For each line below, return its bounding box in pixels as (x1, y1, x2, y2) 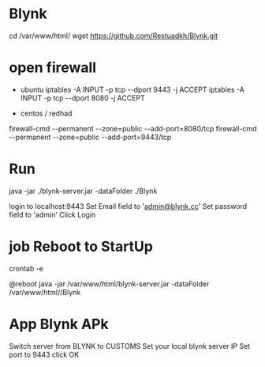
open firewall (9, 59, 97, 77)
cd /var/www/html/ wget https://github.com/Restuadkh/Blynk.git (9, 31, 218, 40)
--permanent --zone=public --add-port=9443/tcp (9, 132, 172, 142)
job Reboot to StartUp (9, 238, 153, 255)
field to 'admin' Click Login (9, 210, 96, 219)
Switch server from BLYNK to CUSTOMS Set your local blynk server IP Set (9, 341, 251, 350)
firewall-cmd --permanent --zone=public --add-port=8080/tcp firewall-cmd (9, 123, 257, 133)
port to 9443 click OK (9, 350, 80, 359)
